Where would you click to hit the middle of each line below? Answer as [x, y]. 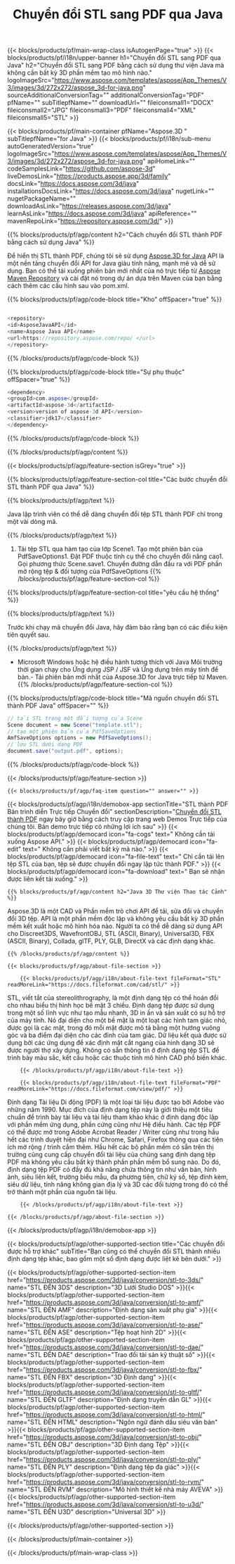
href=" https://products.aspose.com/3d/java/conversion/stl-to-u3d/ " [106, 1504]
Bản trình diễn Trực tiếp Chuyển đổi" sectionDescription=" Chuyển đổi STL [115, 812]
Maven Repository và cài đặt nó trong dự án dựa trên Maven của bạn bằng [115, 278]
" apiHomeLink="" [169, 161]
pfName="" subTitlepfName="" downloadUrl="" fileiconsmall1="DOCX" [110, 103]
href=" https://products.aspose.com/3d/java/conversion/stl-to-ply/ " [104, 1460]
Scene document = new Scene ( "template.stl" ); [75, 725]
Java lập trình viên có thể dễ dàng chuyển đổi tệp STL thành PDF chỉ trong [115, 514]
